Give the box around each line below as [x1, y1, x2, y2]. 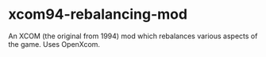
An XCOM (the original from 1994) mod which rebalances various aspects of [8, 31, 258, 41]
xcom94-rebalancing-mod [8, 5, 188, 23]
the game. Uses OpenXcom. [8, 39, 101, 48]
